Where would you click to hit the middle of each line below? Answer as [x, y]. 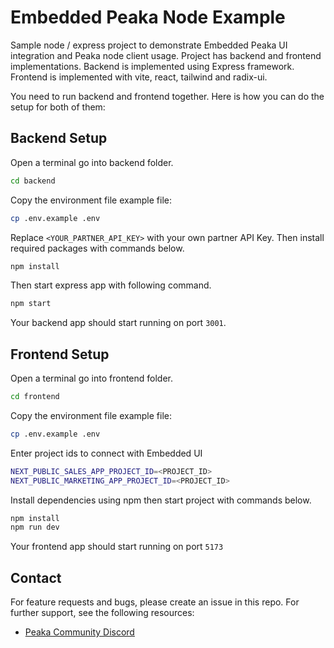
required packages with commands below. [97, 248]
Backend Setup [59, 138]
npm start [31, 304]
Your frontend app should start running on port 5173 [117, 547]
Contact [36, 577]
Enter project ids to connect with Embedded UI [106, 453]
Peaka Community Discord [79, 632]
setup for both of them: [58, 107]
